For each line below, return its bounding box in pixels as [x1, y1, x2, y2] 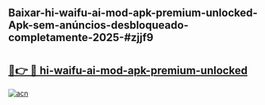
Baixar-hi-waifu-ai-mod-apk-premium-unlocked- [8, 6, 258, 20]
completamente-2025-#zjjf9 [8, 31, 154, 44]
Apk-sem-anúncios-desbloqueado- [8, 19, 189, 32]
